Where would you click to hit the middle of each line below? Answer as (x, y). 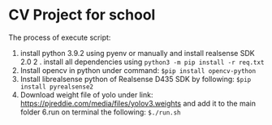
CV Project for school (82, 15)
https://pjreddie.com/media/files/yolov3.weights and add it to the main (138, 103)
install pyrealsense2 (56, 87)
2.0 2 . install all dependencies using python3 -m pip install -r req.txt (142, 62)
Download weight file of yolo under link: (86, 94)
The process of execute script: (60, 37)
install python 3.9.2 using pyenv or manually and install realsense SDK (137, 53)
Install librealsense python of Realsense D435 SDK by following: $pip (136, 79)
